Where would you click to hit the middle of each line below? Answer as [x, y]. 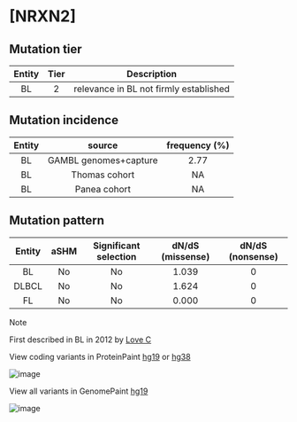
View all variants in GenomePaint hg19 [79, 391]
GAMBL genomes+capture [103, 160]
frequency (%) [198, 145]
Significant [116, 246]
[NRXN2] [43, 16]
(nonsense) [253, 256]
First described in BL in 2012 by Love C [80, 340]
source [103, 145]
